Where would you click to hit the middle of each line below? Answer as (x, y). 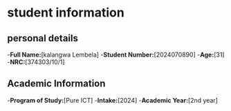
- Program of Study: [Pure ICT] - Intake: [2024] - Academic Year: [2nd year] (112, 100)
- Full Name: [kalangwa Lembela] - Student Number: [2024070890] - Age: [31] (116, 54)
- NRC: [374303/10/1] (36, 62)
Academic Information (56, 84)
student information (66, 13)
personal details (43, 38)
